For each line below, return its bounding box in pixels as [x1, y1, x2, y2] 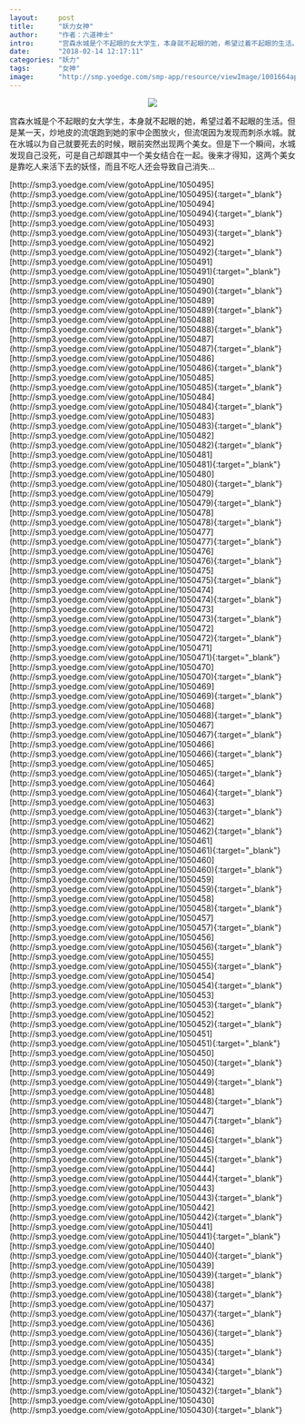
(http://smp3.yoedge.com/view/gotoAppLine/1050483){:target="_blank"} [9, 420, 283, 431]
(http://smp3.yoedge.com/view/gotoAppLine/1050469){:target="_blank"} [9, 690, 283, 701]
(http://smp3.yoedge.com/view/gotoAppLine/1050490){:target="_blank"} [9, 285, 283, 296]
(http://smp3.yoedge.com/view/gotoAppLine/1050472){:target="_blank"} [9, 632, 282, 643]
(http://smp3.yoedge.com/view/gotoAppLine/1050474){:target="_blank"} [9, 594, 282, 605]
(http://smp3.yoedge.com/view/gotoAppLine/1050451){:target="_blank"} [9, 1037, 281, 1049]
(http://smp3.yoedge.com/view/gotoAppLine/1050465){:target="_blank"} [9, 767, 283, 778]
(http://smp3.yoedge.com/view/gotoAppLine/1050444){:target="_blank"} [9, 1172, 283, 1183]
